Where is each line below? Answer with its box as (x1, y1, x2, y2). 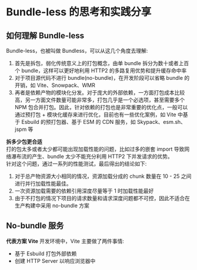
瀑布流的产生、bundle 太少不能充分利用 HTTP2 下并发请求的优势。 (11, 153, 173, 160)
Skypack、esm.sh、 (137, 119, 186, 125)
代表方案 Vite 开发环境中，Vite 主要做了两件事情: (6, 237, 125, 244)
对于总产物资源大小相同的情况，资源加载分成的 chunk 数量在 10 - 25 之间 (14, 173, 192, 180)
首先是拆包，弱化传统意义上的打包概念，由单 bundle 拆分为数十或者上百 (14, 60, 189, 66)
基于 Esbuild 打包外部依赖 (14, 250, 77, 257)
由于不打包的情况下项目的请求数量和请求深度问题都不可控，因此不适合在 (14, 195, 190, 201)
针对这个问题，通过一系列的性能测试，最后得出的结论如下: (6, 160, 147, 167)
